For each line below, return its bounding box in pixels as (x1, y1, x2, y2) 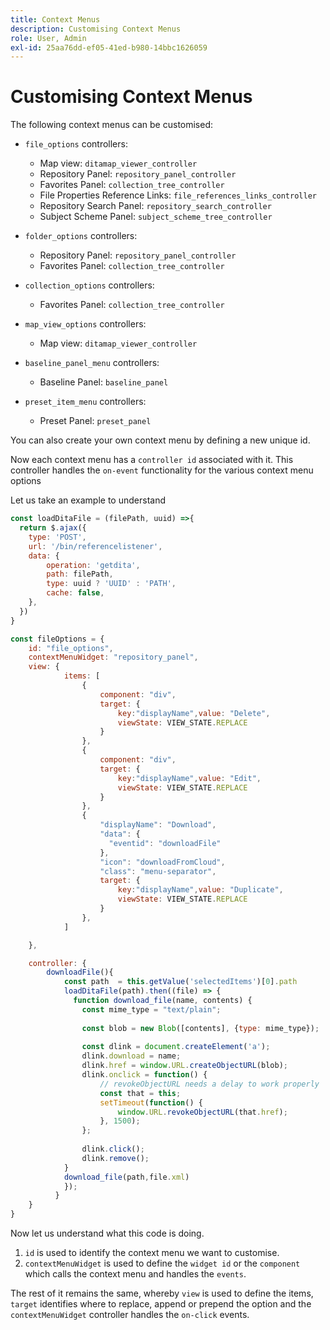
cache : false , (46, 588, 105, 598)
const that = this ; (99, 1088, 182, 1098)
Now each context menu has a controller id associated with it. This (10, 454, 294, 466)
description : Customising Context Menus (10, 24, 182, 34)
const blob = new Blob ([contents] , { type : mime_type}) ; (81, 1023, 320, 1033)
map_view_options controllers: (24, 318, 147, 330)
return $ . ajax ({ (19, 523, 87, 533)
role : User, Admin (10, 33, 87, 43)
